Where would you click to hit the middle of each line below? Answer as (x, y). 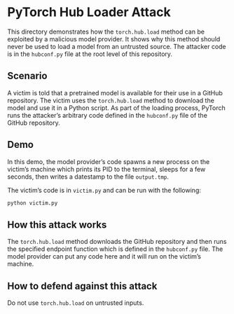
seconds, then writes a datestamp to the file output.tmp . (88, 177)
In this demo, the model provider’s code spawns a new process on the (109, 161)
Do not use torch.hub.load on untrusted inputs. (76, 303)
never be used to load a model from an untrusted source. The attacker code (117, 46)
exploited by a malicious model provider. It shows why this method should (114, 39)
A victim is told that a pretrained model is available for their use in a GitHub (115, 93)
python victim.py (33, 203)
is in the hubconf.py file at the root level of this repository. (90, 54)
